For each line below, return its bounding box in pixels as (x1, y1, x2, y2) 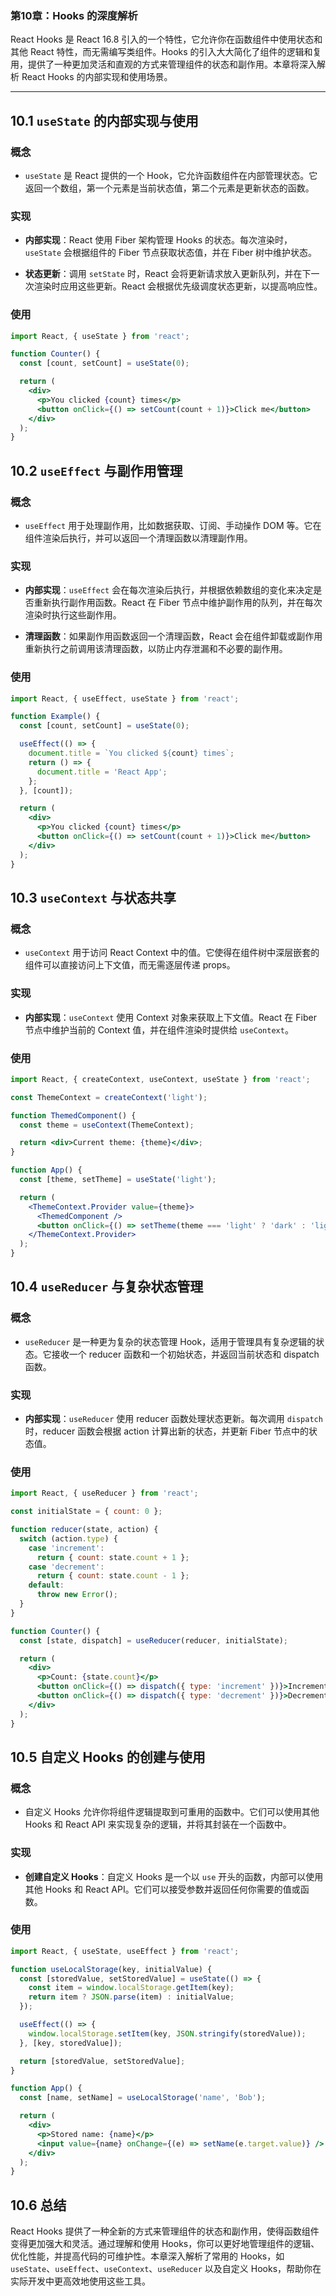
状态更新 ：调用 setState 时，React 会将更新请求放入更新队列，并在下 (24, 268, 312, 280)
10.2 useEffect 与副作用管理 (10, 462, 183, 479)
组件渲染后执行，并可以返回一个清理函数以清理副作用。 (24, 532, 253, 544)
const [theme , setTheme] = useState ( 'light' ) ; (19, 1175, 217, 1185)
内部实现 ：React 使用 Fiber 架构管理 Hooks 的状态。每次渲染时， (24, 234, 293, 246)
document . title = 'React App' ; (36, 767, 168, 777)
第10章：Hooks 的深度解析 (10, 8, 138, 22)
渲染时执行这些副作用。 (24, 609, 122, 621)
